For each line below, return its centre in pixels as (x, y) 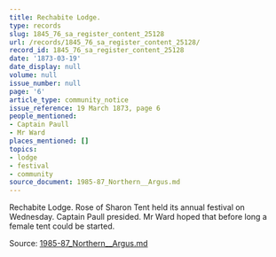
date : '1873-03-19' (45, 58)
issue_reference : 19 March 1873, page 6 (85, 108)
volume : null (33, 75)
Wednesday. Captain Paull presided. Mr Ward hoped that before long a (138, 217)
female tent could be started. (62, 226)
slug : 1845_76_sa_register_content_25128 (87, 34)
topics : (24, 149)
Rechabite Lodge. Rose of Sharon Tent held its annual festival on (127, 207)
